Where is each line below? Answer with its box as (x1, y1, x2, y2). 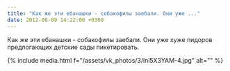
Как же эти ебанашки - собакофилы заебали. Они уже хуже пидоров (7, 35, 213, 43)
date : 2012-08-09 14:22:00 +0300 (7, 17, 104, 23)
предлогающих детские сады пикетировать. (7, 43, 140, 51)
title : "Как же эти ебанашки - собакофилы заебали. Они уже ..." (7, 10, 200, 17)
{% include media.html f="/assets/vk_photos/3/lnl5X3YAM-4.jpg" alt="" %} (7, 56, 224, 64)
